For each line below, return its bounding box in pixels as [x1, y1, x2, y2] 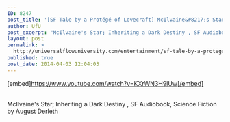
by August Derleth [7, 107, 58, 115]
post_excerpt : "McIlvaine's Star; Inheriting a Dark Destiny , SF [7, 29, 201, 36]
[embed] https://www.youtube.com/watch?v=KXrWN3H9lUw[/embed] [7, 79, 204, 87]
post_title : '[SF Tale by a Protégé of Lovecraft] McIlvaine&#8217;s [7, 16, 210, 23]
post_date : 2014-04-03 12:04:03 [7, 61, 99, 67]
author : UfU [7, 22, 41, 29]
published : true [7, 55, 53, 61]
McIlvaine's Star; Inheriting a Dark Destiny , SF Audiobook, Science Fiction [7, 100, 217, 108]
